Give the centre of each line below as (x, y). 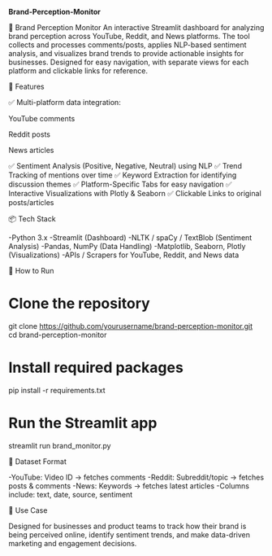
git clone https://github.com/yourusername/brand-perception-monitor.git (131, 326)
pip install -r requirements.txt (57, 390)
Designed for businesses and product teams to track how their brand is (127, 526)
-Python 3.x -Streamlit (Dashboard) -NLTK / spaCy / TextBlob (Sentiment (130, 238)
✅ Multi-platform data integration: (65, 102)
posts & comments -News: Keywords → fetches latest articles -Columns (129, 486)
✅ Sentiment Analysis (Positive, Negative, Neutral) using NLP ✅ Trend (125, 166)
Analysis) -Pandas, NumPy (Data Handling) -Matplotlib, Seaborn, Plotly (127, 246)
